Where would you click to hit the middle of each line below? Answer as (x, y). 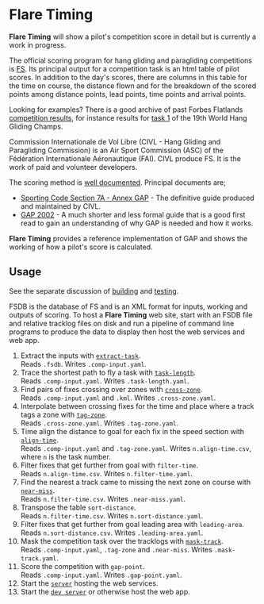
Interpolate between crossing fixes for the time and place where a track (137, 406)
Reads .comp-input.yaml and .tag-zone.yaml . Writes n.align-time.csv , (136, 448)
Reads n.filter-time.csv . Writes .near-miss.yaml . (103, 498)
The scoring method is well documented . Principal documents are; (118, 182)
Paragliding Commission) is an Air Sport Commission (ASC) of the (117, 150)
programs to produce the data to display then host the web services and (127, 332)
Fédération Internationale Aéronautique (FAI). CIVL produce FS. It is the (125, 158)
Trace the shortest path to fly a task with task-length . (108, 372)
